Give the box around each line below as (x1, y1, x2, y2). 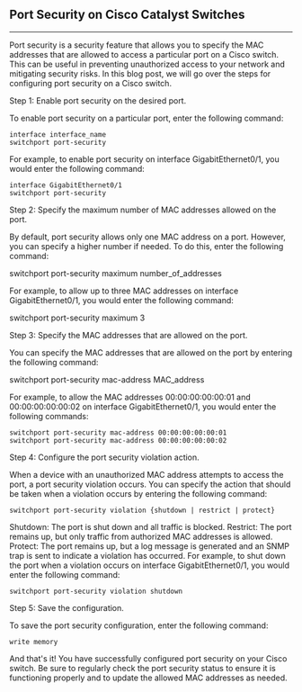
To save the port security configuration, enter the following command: (9, 620, 269, 631)
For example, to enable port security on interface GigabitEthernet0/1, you (9, 153, 280, 165)
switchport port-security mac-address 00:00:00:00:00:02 (9, 436, 227, 445)
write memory (9, 637, 58, 646)
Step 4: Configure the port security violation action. (9, 452, 200, 463)
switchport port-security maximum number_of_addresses (9, 267, 222, 278)
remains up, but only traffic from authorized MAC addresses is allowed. (9, 531, 273, 542)
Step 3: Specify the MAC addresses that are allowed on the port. (9, 329, 248, 340)
